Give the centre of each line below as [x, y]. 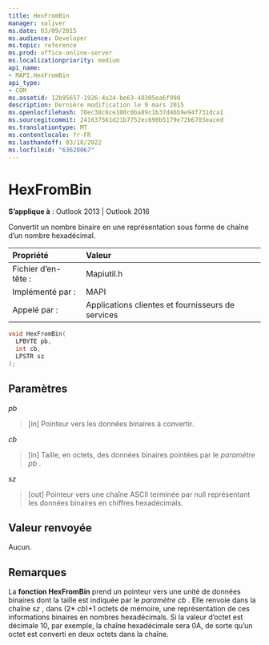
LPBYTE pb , [34, 341]
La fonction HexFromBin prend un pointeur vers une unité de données [125, 592]
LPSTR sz [30, 356]
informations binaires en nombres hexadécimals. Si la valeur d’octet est [126, 617]
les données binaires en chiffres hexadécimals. [105, 502]
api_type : [25, 83]
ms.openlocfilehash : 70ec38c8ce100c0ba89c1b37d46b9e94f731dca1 [116, 113]
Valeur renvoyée [50, 528]
